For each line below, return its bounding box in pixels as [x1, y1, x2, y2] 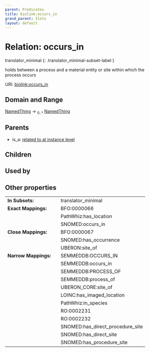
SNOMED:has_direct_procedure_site [60, 323, 143, 330]
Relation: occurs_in [5, 42, 84, 52]
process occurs [5, 72, 36, 78]
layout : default [5, 20, 38, 26]
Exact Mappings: [7, 205, 47, 212]
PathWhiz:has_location [60, 213, 112, 220]
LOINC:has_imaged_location [60, 292, 125, 299]
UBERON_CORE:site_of [60, 284, 113, 291]
